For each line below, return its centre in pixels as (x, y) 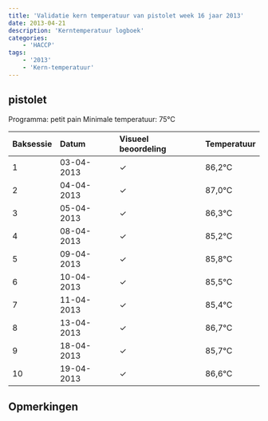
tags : (17, 53)
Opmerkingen (43, 406)
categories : (28, 38)
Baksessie (32, 144)
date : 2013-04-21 (37, 23)
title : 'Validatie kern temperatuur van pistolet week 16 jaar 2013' (126, 16)
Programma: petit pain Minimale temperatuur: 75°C (92, 119)
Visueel (134, 139)
